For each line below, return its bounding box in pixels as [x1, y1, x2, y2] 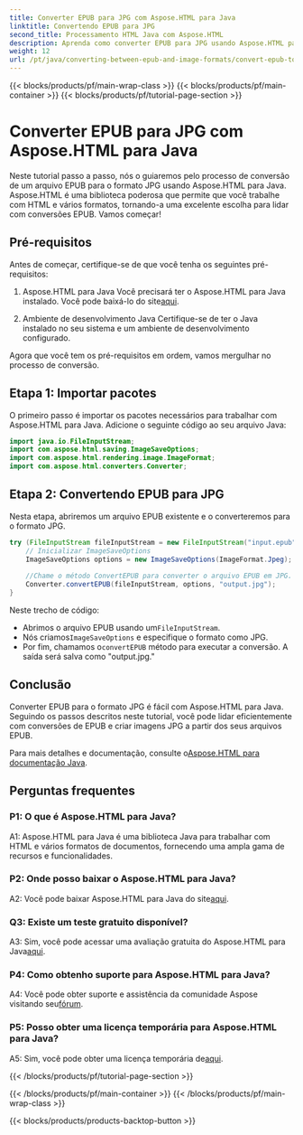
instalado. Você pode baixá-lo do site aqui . [22, 295, 179, 306]
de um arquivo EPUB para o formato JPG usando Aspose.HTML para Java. [9, 180, 287, 191]
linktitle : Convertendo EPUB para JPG [9, 22, 155, 31]
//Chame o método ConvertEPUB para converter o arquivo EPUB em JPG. [25, 571, 293, 581]
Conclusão [9, 677, 72, 692]
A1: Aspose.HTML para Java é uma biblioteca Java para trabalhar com [9, 830, 271, 841]
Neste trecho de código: [9, 605, 100, 615]
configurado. [22, 332, 71, 343]
